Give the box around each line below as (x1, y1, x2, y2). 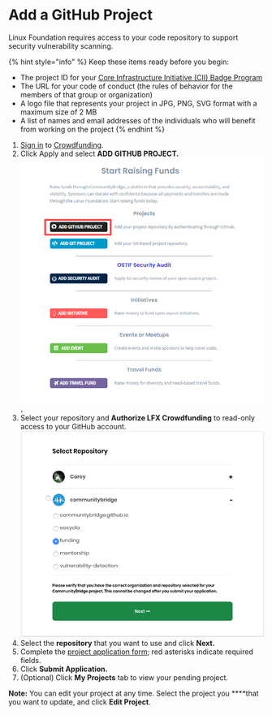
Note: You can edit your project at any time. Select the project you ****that (8, 688, 259, 699)
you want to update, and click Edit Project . (8, 697, 152, 707)
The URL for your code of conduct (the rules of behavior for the (19, 81, 233, 91)
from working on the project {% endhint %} (19, 124, 166, 134)
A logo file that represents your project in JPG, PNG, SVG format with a (19, 98, 257, 108)
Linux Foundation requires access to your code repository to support (8, 32, 239, 42)
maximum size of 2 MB (19, 107, 97, 117)
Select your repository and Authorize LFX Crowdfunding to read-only (19, 413, 256, 423)
